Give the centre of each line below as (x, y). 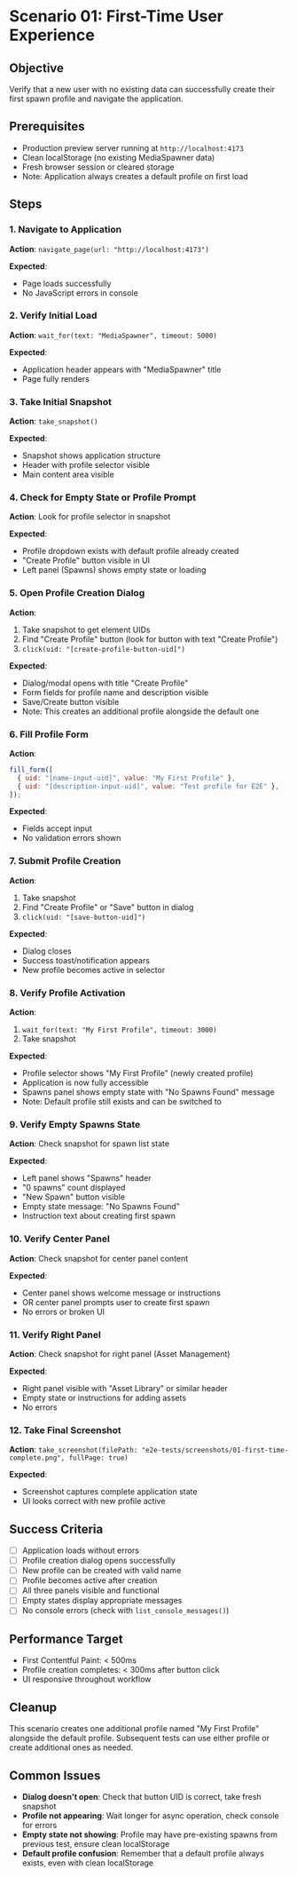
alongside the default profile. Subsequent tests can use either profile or (140, 1738)
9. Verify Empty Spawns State (75, 1125)
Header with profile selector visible (86, 465)
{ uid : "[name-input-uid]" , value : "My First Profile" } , (127, 778)
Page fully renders (56, 378)
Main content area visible (68, 475)
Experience (52, 35)
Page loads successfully (66, 283)
